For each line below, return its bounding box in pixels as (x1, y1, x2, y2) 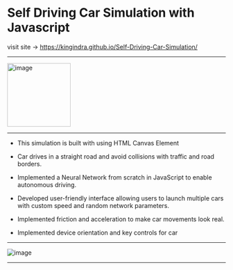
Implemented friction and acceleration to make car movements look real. (17, 214, 225, 223)
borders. (17, 159, 42, 168)
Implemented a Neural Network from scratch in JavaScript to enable (17, 173, 213, 182)
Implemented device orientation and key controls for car (17, 228, 178, 237)
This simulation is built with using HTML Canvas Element (17, 138, 179, 147)
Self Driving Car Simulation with (7, 5, 195, 21)
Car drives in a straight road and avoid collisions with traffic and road (17, 152, 215, 161)
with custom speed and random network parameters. (17, 201, 170, 209)
